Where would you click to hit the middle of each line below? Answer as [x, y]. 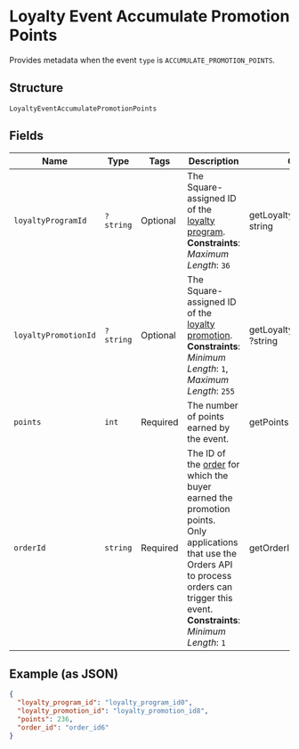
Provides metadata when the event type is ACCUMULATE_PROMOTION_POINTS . [142, 60]
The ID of [206, 453]
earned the [210, 498]
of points [205, 416]
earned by [208, 427]
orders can [210, 587]
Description [214, 160]
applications [212, 542]
